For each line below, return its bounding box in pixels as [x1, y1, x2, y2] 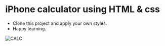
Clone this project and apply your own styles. [12, 20, 107, 26]
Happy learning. [12, 25, 47, 31]
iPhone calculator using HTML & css [5, 4, 160, 15]
